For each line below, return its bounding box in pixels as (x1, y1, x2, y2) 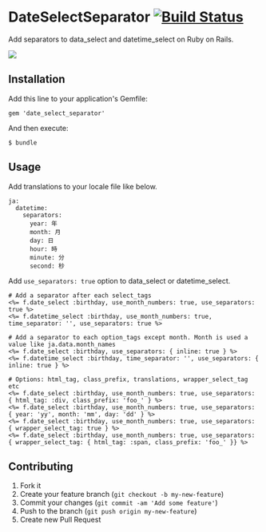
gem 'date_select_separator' (8, 109, 105, 117)
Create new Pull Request (19, 515, 101, 525)
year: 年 (29, 220, 58, 228)
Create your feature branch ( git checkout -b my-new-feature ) (19, 490, 224, 499)
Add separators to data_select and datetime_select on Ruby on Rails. (8, 34, 234, 44)
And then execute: (8, 123, 69, 133)
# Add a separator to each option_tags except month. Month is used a (8, 333, 248, 341)
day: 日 (29, 236, 54, 244)
